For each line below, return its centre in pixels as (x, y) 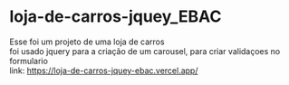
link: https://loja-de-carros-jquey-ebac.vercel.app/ (104, 71)
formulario (29, 61)
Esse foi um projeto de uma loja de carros (87, 42)
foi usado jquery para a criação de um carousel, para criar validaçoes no (145, 51)
